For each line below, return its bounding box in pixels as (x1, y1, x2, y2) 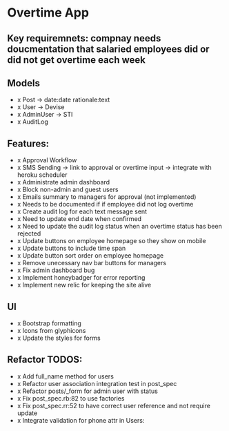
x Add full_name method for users (17, 372, 114, 381)
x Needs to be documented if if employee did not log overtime (17, 200, 194, 209)
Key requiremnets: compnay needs (7, 32, 161, 44)
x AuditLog (17, 117, 48, 126)
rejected (17, 229, 41, 238)
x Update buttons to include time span (17, 244, 126, 253)
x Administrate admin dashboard (17, 178, 110, 186)
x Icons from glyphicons (17, 327, 86, 335)
